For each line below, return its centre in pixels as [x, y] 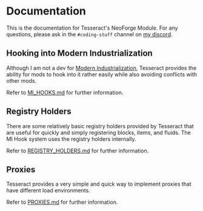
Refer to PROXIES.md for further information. [62, 202]
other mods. [22, 80]
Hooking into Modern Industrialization [79, 54]
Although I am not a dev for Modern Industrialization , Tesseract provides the [101, 68]
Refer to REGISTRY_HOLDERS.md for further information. [78, 151]
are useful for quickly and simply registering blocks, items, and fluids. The [98, 132]
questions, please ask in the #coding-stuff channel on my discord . [89, 34]
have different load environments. [48, 190]
